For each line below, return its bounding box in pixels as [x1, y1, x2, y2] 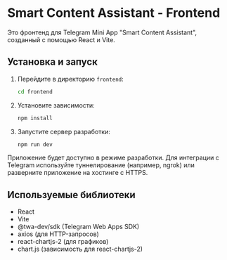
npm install [17, 115, 53, 122]
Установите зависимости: [17, 100, 95, 110]
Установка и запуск [7, 56, 98, 68]
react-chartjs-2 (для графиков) [17, 238, 109, 246]
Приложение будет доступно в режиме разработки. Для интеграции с [7, 153, 219, 162]
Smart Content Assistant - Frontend [7, 5, 221, 21]
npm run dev [17, 141, 53, 148]
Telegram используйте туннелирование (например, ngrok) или [7, 161, 195, 169]
